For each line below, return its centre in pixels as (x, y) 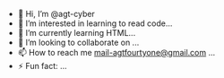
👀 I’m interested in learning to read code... (95, 23)
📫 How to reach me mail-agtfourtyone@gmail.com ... (116, 52)
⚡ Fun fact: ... (42, 66)
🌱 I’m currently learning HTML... (77, 33)
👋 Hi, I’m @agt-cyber (56, 14)
